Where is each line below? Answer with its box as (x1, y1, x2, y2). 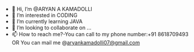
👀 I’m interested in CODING (11, 12, 78, 19)
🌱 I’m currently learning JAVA (11, 18, 83, 25)
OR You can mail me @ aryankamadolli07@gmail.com (11, 39, 140, 46)
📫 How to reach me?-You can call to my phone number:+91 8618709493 (11, 31, 189, 37)
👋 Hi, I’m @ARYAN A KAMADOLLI (11, 6, 92, 12)
